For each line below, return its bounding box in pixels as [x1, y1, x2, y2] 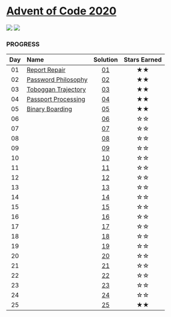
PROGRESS [6, 40, 40, 48]
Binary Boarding [26, 105, 72, 113]
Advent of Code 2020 [6, 4, 117, 18]
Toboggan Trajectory [26, 86, 86, 94]
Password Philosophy [26, 75, 88, 84]
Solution [93, 55, 119, 64]
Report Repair [26, 66, 66, 74]
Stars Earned [123, 55, 162, 64]
